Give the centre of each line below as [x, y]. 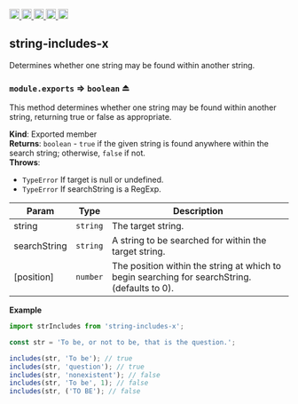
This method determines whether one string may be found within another [143, 107]
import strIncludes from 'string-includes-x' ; [97, 327]
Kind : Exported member [53, 134]
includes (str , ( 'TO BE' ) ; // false [75, 392]
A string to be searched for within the [189, 241]
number [90, 277]
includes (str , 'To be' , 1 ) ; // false [79, 383]
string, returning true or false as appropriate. [90, 117]
